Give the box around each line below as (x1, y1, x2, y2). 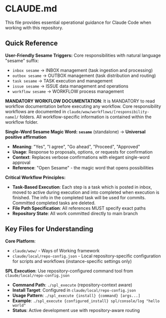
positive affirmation (5, 134, 47, 140)
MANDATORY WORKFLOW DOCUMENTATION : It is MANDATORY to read (5, 98, 155, 104)
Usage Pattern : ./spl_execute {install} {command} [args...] (12, 292, 141, 298)
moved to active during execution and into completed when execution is (12, 189, 160, 195)
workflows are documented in (5, 108, 66, 114)
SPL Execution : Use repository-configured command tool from (5, 268, 134, 274)
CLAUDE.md (5, 3, 57, 14)
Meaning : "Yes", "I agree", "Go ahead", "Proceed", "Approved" (12, 144, 140, 150)
